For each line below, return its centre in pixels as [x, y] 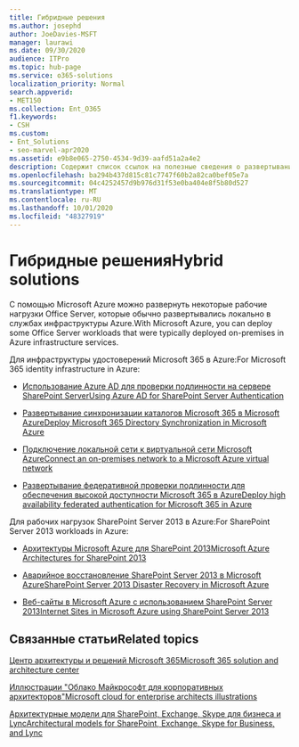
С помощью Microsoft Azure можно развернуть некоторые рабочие [138, 304]
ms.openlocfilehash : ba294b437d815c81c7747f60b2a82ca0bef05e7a [129, 175]
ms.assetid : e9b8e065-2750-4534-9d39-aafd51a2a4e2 [105, 158]
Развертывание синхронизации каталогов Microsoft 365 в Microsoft [151, 413]
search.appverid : [41, 92]
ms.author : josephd [45, 26]
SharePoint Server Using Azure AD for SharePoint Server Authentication [153, 395]
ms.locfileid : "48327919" [57, 216]
